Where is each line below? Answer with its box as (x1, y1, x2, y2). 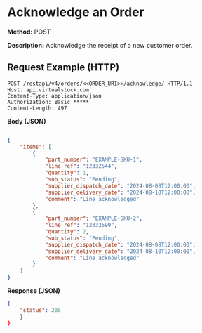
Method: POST (7, 27, 51, 36)
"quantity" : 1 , (44, 169, 90, 176)
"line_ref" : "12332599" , (44, 222, 118, 229)
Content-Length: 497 (7, 105, 68, 112)
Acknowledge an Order (7, 4, 145, 20)
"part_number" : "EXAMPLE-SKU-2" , (44, 215, 142, 222)
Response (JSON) (7, 287, 61, 295)
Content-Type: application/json (7, 92, 102, 99)
